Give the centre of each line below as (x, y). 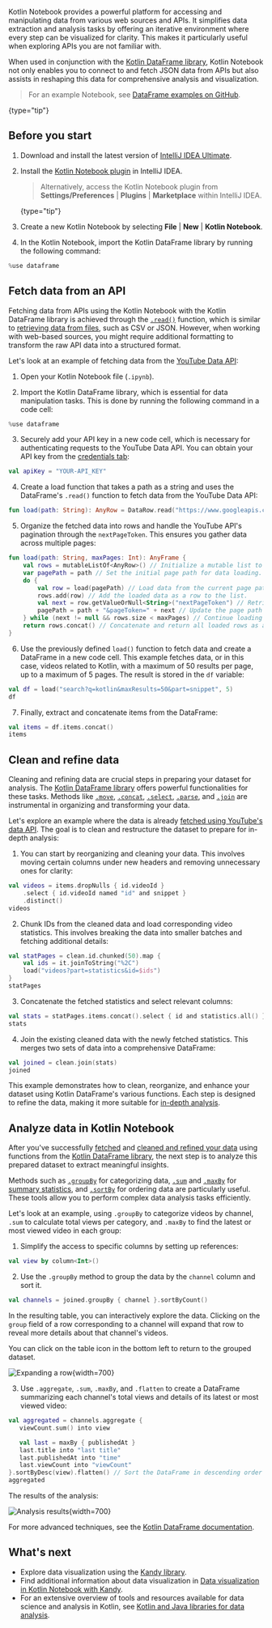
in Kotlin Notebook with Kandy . (71, 1589)
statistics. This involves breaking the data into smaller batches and (131, 932)
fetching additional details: (64, 941)
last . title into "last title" (70, 1450)
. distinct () (43, 901)
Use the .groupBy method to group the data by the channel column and (138, 1277)
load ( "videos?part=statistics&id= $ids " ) (92, 971)
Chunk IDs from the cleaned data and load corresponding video (126, 924)
